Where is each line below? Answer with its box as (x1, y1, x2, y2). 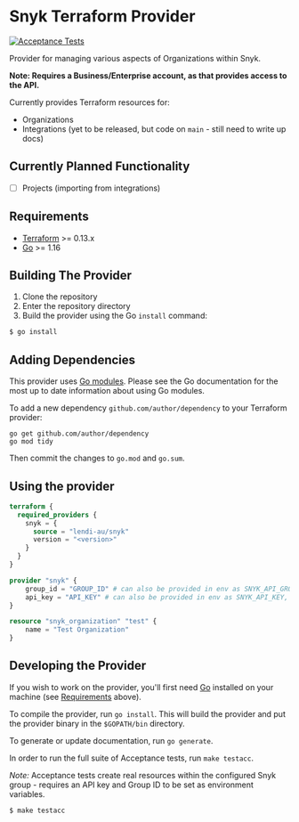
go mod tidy (9, 437, 53, 446)
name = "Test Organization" (25, 625, 129, 634)
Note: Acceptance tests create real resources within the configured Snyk (9, 769, 277, 780)
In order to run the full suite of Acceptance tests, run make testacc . (9, 753, 254, 763)
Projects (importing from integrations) (21, 183, 161, 193)
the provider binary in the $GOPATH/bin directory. (9, 718, 185, 728)
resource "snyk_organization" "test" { (9, 617, 158, 626)
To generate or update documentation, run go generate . (9, 735, 214, 745)
